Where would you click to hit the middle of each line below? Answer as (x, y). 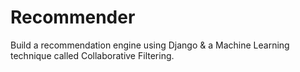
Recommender (73, 17)
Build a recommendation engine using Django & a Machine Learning (150, 45)
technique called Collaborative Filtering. (92, 55)
